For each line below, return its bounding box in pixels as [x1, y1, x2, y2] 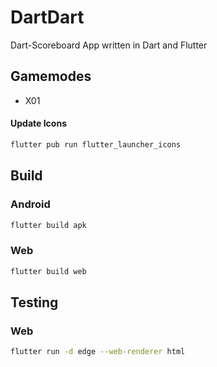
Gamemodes [10, 68, 92, 85]
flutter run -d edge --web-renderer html [10, 347, 186, 357]
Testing [10, 294, 59, 311]
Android [10, 197, 51, 211]
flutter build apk [10, 220, 87, 230]
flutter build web [10, 266, 87, 276]
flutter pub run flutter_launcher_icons [10, 139, 182, 150]
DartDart [10, 6, 85, 29]
